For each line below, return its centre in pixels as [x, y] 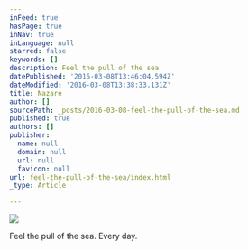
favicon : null [44, 169]
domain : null [42, 152]
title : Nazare [36, 93]
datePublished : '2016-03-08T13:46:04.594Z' [92, 77]
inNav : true [32, 34]
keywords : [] [34, 60]
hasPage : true [36, 26]
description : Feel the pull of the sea [84, 69]
